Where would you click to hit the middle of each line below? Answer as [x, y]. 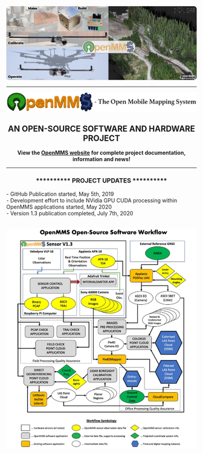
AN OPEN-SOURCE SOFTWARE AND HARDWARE [101, 129]
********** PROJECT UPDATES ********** [101, 181]
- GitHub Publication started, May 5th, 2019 [60, 194]
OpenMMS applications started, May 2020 [59, 207]
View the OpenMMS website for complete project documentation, [101, 153]
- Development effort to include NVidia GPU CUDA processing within [92, 200]
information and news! [101, 159]
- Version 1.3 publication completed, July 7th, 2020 [70, 213]
